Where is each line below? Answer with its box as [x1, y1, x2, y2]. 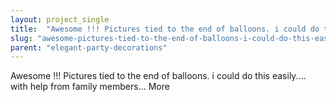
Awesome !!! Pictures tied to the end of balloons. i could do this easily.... [10, 70, 307, 82]
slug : [10, 33, 33, 43]
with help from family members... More [10, 81, 170, 93]
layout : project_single [10, 14, 110, 25]
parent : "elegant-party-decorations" [10, 42, 168, 53]
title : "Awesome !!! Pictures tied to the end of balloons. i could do [10, 24, 320, 34]
